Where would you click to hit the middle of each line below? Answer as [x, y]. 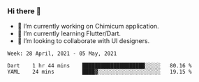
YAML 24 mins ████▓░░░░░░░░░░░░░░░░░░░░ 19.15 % [99, 72]
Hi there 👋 [24, 11]
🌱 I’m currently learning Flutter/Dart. [69, 33]
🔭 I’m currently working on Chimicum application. [88, 26]
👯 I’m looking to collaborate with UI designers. [83, 41]
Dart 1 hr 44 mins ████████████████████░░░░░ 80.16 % [99, 66]
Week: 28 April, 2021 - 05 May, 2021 [62, 54]
